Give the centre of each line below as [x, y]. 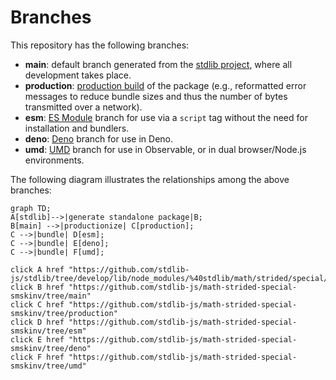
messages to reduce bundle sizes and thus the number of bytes [156, 96]
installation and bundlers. [77, 128]
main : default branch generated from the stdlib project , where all [158, 64]
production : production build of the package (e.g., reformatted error [165, 85]
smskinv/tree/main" [51, 296]
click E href [37, 339]
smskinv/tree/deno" [51, 348]
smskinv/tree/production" [64, 313]
